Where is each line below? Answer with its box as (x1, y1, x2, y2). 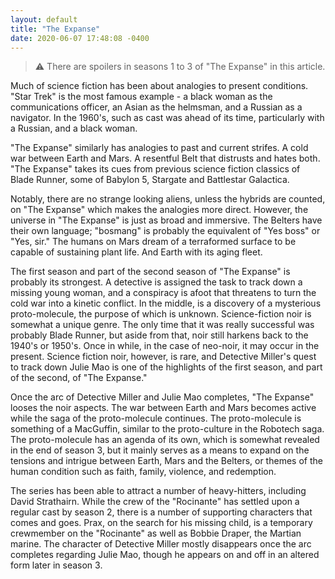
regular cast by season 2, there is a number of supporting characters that (10, 506, 313, 518)
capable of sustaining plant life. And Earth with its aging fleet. (10, 246, 263, 258)
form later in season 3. (10, 559, 103, 571)
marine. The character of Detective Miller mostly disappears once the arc (10, 538, 312, 550)
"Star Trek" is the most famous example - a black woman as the (10, 91, 273, 103)
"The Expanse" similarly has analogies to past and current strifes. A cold (10, 142, 309, 154)
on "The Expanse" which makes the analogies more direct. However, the (10, 204, 309, 216)
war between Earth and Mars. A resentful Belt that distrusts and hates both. (10, 152, 321, 165)
